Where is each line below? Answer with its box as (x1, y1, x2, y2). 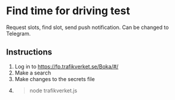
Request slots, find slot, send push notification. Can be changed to (6, 24, 169, 31)
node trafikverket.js (29, 87, 78, 94)
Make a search (14, 69, 52, 76)
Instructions (6, 47, 52, 57)
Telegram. (6, 30, 31, 37)
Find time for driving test (6, 4, 131, 18)
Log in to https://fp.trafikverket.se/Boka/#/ (14, 63, 119, 70)
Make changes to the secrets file (14, 75, 95, 82)
